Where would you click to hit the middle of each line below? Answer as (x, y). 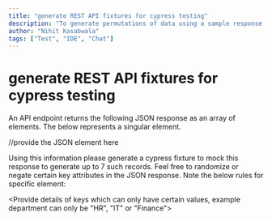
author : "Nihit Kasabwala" (54, 31)
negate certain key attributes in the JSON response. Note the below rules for (136, 176)
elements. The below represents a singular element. (95, 127)
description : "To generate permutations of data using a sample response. (137, 23)
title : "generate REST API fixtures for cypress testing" (108, 16)
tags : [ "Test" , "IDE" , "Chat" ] (61, 38)
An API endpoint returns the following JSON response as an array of (122, 118)
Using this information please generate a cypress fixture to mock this (123, 158)
